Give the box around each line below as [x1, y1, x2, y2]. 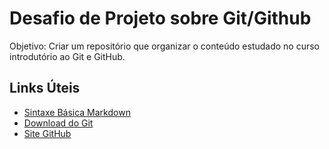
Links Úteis [9, 80, 81, 97]
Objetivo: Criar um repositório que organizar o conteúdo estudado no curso [9, 40, 321, 52]
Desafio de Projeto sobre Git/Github [9, 7, 312, 30]
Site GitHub [23, 127, 72, 139]
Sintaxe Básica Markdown [23, 106, 131, 118]
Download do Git [23, 117, 94, 129]
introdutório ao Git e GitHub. [9, 50, 126, 62]
